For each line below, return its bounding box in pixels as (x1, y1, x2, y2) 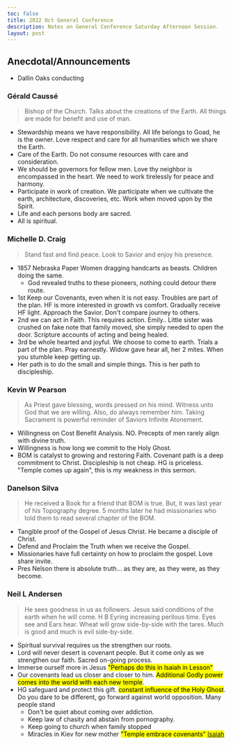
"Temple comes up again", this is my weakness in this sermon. (17, 466, 197, 474)
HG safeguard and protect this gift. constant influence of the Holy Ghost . (17, 685, 226, 693)
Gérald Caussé (7, 91, 58, 101)
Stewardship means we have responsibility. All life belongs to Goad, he (17, 128, 220, 137)
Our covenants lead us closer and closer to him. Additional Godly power (17, 670, 224, 679)
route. (27, 286, 45, 294)
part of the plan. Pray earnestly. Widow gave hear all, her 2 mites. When (17, 345, 224, 353)
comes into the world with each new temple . (17, 677, 145, 686)
